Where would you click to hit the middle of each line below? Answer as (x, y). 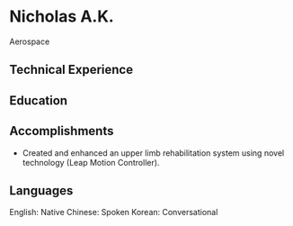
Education (39, 100)
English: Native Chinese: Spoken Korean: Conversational (114, 212)
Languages (41, 190)
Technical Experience (71, 70)
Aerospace (30, 41)
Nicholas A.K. (62, 17)
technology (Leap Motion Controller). (91, 162)
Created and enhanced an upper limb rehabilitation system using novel (153, 153)
